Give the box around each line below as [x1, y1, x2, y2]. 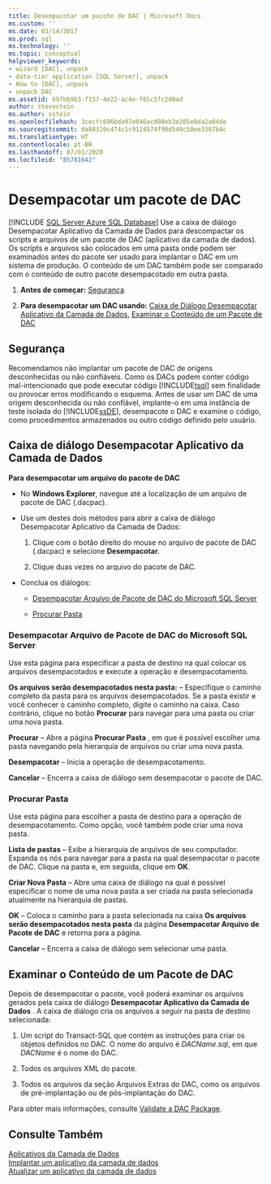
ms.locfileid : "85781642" [8, 155, 96, 163]
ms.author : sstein [8, 111, 71, 119]
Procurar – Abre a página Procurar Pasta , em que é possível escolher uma [8, 733, 260, 742]
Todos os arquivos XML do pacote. [19, 1064, 138, 1073]
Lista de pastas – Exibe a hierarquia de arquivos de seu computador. [8, 845, 239, 855]
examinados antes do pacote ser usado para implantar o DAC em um [8, 252, 239, 262]
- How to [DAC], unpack [8, 80, 89, 88]
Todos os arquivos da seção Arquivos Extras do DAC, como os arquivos [19, 1079, 260, 1090]
